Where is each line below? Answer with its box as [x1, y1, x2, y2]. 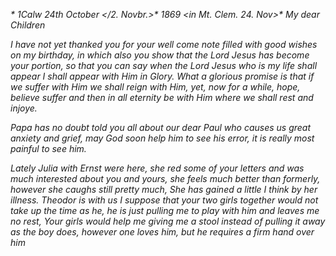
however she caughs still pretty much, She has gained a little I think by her [10, 184, 318, 195]
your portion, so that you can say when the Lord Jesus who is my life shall [10, 60, 318, 71]
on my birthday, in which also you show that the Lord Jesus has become [10, 49, 310, 61]
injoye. [10, 102, 38, 114]
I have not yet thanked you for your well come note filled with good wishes [10, 39, 318, 50]
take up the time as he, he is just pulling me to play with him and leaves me [10, 205, 320, 216]
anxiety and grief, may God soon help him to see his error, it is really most [10, 132, 315, 144]
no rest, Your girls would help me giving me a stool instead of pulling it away [10, 215, 326, 227]
